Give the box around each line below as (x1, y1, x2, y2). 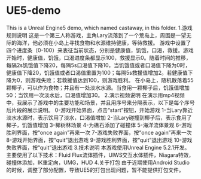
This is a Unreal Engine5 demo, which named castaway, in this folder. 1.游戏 (6, 24, 193, 31)
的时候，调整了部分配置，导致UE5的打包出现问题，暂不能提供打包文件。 (6, 166, 184, 174)
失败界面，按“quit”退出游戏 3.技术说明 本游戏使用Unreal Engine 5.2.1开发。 (6, 144, 190, 151)
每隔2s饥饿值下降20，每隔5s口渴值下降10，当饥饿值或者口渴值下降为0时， (6, 61, 191, 69)
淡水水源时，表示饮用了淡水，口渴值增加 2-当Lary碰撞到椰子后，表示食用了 (6, 114, 193, 121)
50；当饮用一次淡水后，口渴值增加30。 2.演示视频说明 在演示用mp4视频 (6, 91, 185, 99)
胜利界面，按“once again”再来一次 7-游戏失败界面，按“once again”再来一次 (6, 129, 192, 136)
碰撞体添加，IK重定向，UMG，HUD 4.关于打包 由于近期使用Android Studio (6, 159, 190, 166)
